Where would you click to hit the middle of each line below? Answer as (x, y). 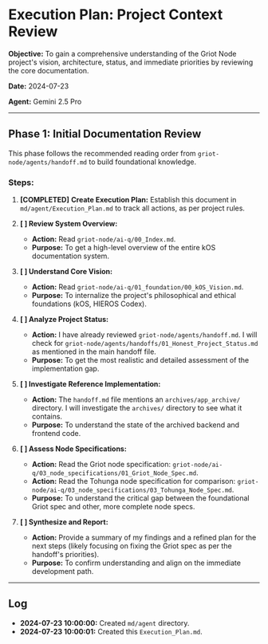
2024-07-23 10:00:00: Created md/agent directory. (104, 622)
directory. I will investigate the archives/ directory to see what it (137, 408)
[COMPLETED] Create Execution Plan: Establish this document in (128, 200)
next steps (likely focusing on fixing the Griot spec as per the (132, 546)
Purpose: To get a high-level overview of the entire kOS (124, 248)
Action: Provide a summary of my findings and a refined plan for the (144, 538)
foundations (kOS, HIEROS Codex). (89, 304)
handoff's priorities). (65, 555)
